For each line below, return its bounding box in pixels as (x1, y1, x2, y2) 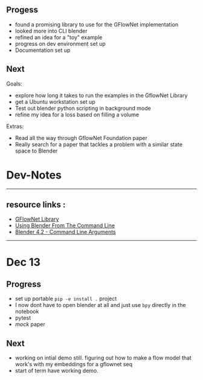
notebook (14, 308, 39, 315)
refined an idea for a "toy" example (14, 33, 103, 41)
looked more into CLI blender (14, 27, 88, 34)
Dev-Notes (6, 168, 62, 182)
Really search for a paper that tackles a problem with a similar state (14, 141, 183, 148)
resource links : (6, 199, 66, 210)
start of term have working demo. (14, 367, 98, 375)
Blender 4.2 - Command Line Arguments (14, 229, 116, 236)
